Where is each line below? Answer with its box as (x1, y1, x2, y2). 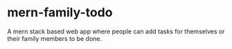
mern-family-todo (7, 5, 113, 20)
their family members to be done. (7, 34, 102, 42)
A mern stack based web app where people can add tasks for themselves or (7, 27, 225, 35)
